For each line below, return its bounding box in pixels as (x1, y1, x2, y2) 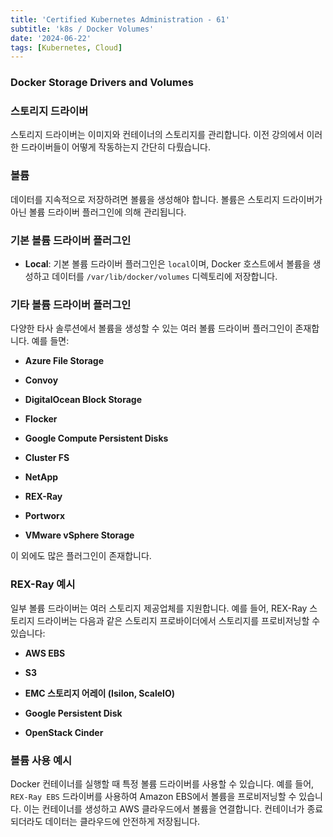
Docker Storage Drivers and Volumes (10, 76, 194, 90)
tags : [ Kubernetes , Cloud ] (10, 42, 123, 53)
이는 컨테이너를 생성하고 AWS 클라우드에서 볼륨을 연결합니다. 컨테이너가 (23, 802, 305, 815)
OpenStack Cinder (24, 726, 104, 738)
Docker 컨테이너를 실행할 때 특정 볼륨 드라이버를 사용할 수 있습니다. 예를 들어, (10, 777, 315, 790)
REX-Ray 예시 (10, 577, 76, 591)
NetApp (24, 471, 59, 483)
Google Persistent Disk (24, 707, 123, 719)
